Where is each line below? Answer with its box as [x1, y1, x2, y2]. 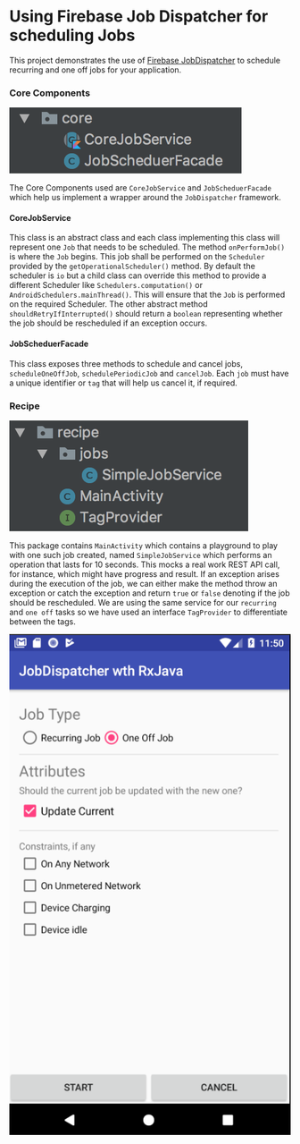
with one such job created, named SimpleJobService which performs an [9, 549, 272, 560]
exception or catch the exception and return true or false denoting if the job [9, 588, 290, 598]
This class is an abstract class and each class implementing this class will [9, 233, 280, 243]
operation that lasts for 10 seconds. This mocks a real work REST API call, [9, 559, 280, 570]
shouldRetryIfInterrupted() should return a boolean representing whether [9, 309, 283, 319]
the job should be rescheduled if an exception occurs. [9, 318, 208, 328]
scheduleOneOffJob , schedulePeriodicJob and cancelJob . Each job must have [9, 368, 289, 378]
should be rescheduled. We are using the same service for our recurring [9, 597, 277, 607]
